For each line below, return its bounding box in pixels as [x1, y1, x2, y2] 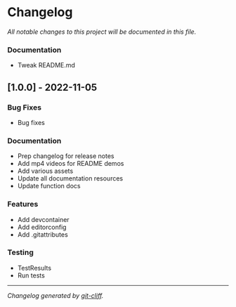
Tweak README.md [17, 61, 76, 70]
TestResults [17, 263, 51, 272]
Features [7, 200, 39, 209]
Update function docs [17, 182, 81, 190]
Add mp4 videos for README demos [17, 159, 124, 168]
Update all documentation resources [17, 174, 124, 183]
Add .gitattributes [17, 230, 68, 239]
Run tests [17, 271, 46, 280]
